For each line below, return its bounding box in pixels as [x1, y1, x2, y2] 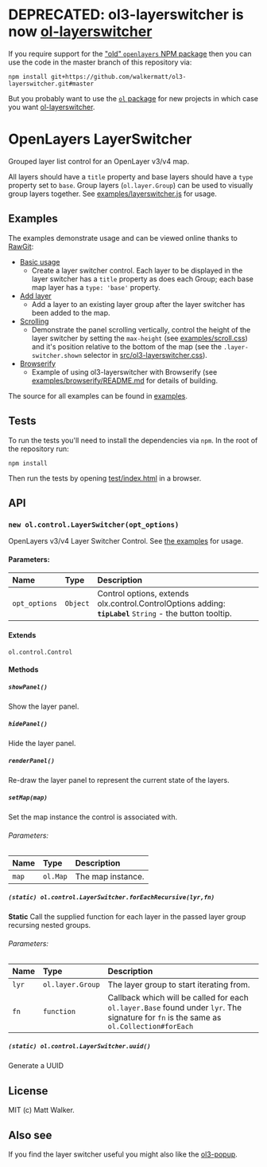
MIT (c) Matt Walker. [8, 1106, 75, 1115]
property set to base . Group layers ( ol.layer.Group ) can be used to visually [8, 180, 253, 190]
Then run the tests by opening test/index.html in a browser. [8, 473, 202, 483]
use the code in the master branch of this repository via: [8, 57, 192, 67]
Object [64, 599, 90, 608]
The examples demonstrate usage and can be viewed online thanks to [8, 233, 238, 242]
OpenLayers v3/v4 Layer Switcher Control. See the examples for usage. [8, 536, 244, 546]
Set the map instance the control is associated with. [8, 812, 178, 822]
